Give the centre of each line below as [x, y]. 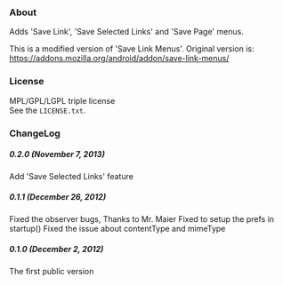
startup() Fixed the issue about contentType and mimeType [117, 229]
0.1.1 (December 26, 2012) [58, 197]
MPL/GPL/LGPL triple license [62, 100]
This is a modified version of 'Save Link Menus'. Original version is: [132, 49]
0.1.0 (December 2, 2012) [57, 249]
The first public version [52, 272]
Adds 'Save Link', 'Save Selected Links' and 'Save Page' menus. [127, 32]
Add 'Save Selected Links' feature [71, 177]
